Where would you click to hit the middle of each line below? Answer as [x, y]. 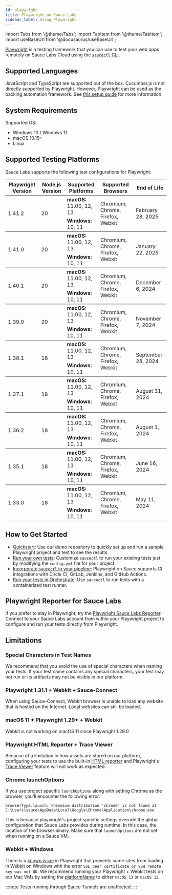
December [148, 282]
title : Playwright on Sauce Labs [41, 15]
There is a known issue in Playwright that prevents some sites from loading [84, 860]
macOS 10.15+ [27, 138]
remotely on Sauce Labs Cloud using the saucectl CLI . [63, 55]
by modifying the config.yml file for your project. [64, 563]
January [146, 246]
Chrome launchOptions [35, 780]
